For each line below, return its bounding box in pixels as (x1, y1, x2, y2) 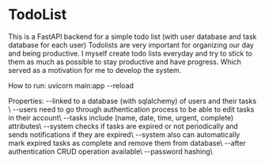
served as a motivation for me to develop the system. (8, 65, 182, 74)
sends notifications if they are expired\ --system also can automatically (8, 129, 240, 139)
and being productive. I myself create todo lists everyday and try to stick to (8, 48, 253, 58)
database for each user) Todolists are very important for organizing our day (8, 40, 255, 49)
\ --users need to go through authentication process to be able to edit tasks (8, 105, 255, 114)
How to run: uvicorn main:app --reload (8, 81, 134, 90)
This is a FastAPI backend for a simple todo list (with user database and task (8, 32, 257, 41)
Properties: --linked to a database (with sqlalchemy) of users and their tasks (8, 96, 257, 105)
